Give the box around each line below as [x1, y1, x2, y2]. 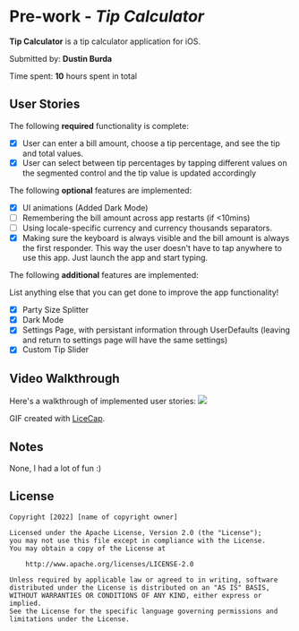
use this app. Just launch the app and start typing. [21, 253, 209, 264]
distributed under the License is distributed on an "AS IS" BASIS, [9, 583, 270, 592]
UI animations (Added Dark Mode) [21, 202, 149, 212]
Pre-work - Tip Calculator [9, 6, 204, 27]
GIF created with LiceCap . [9, 413, 106, 424]
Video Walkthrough [9, 370, 120, 386]
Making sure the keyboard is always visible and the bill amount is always [21, 233, 290, 244]
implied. [9, 599, 42, 608]
